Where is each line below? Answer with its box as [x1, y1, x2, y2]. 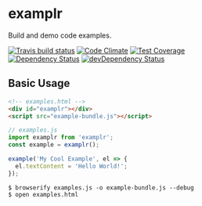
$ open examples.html [8, 190, 79, 198]
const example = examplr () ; [8, 141, 100, 149]
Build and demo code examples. [8, 31, 112, 40]
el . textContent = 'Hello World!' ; [15, 162, 128, 170]
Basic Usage [8, 77, 70, 90]
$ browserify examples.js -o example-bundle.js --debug [8, 183, 194, 192]
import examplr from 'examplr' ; [8, 134, 114, 142]
